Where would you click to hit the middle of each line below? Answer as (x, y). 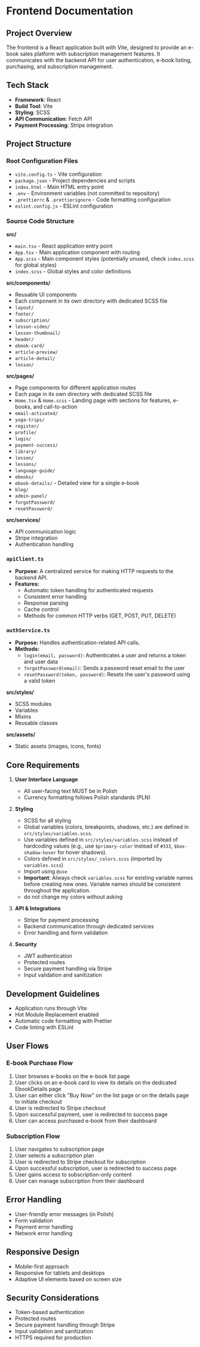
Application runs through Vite (51, 1008)
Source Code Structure (40, 221)
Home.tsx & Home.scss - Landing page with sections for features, (93, 400)
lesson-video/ (32, 327)
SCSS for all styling (47, 821)
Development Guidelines (53, 994)
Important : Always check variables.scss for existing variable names (108, 878)
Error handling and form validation (66, 933)
